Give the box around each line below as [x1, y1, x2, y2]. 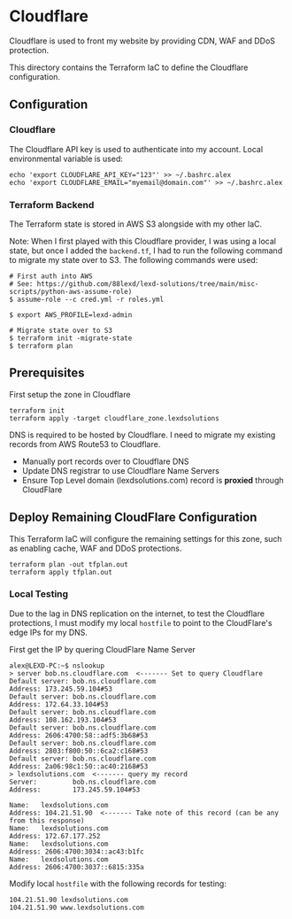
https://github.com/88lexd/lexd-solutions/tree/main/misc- [36, 279, 259, 289]
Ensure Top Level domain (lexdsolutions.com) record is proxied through [21, 475, 284, 485]
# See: [9, 279, 34, 289]
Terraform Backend [9, 198, 95, 211]
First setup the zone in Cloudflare [9, 389, 131, 399]
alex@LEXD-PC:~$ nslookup [9, 661, 104, 670]
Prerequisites [9, 366, 85, 381]
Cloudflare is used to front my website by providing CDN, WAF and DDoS [9, 35, 276, 46]
